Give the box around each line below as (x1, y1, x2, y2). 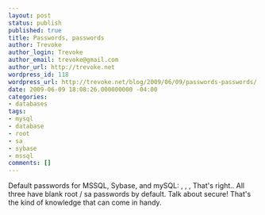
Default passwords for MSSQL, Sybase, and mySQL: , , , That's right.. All (8, 181, 244, 190)
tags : (8, 108, 26, 116)
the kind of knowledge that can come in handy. (8, 198, 162, 207)
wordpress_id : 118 (8, 71, 69, 79)
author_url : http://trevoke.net (8, 63, 115, 71)
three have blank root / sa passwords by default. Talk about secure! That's (8, 190, 252, 199)
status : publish (8, 19, 62, 27)
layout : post (8, 11, 52, 20)
